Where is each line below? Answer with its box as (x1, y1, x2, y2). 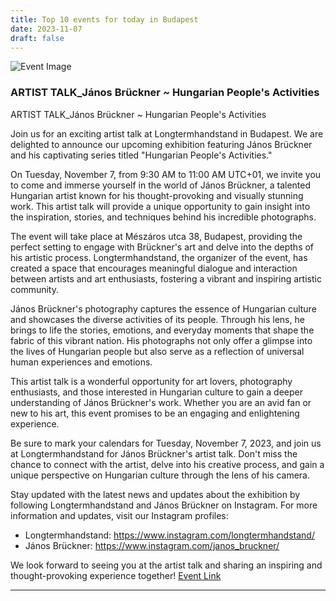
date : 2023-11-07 (10, 24, 83, 34)
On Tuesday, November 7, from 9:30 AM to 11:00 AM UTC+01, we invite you (10, 168, 322, 180)
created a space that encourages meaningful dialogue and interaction (10, 262, 298, 274)
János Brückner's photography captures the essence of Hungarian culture (10, 302, 317, 315)
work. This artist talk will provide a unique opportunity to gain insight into (10, 200, 311, 212)
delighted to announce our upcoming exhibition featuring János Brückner (10, 138, 313, 150)
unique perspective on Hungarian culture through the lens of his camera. (10, 469, 311, 481)
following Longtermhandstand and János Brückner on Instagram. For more (10, 499, 318, 511)
